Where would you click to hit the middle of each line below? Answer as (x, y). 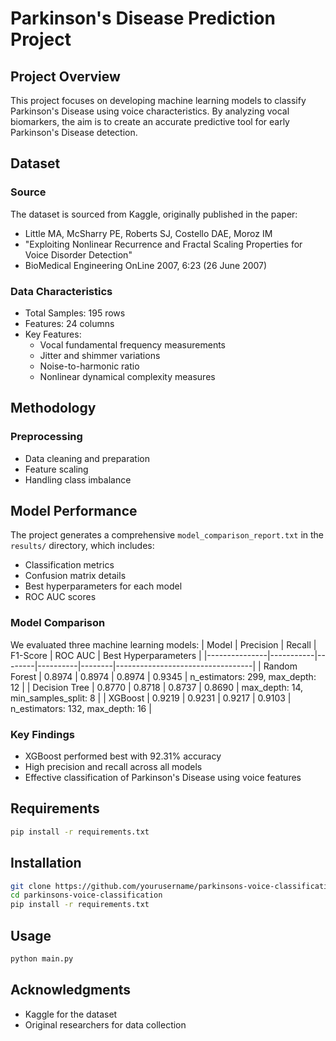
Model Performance (74, 511)
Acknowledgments (71, 990)
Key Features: (53, 334)
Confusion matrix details (75, 576)
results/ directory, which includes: (82, 546)
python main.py (42, 959)
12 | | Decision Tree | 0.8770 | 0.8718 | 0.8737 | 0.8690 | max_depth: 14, (157, 687)
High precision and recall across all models (113, 767)
